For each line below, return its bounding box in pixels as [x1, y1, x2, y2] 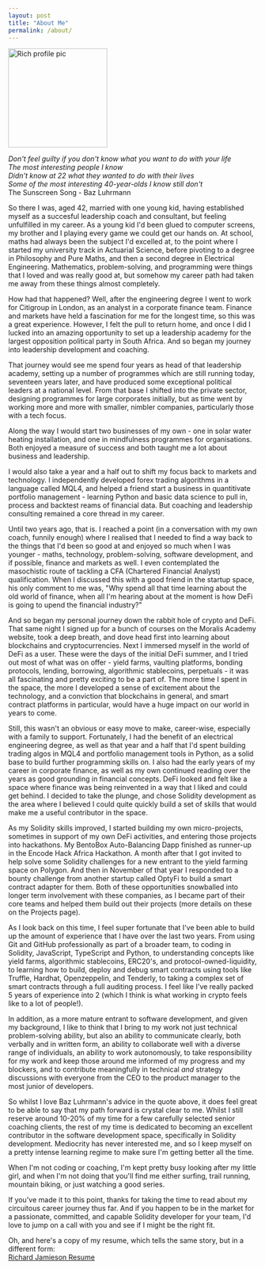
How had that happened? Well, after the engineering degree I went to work [8, 294, 252, 304]
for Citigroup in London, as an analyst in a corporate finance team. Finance [8, 303, 252, 312]
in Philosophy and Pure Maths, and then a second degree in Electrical [8, 254, 235, 263]
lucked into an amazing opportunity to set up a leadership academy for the [8, 328, 252, 338]
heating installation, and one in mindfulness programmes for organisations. [8, 435, 252, 444]
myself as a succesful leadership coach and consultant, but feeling [8, 212, 227, 221]
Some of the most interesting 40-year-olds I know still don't [8, 179, 203, 189]
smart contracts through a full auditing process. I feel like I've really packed [8, 982, 254, 991]
